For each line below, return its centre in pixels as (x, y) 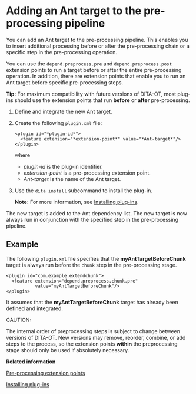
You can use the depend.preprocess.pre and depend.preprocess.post (89, 64)
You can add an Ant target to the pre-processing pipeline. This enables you (97, 40)
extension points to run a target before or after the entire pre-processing (94, 70)
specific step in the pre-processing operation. (62, 52)
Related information (31, 362)
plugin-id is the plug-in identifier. (63, 166)
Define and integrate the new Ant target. (64, 111)
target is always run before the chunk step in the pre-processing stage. (92, 265)
